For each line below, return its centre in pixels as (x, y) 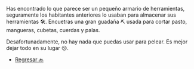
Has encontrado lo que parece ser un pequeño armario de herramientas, (96, 9)
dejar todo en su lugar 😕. (37, 48)
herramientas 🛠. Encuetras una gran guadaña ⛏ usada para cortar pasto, (97, 21)
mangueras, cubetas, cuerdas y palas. (53, 30)
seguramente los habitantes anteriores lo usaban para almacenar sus (91, 15)
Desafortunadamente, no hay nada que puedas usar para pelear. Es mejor (97, 42)
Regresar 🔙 (29, 59)
